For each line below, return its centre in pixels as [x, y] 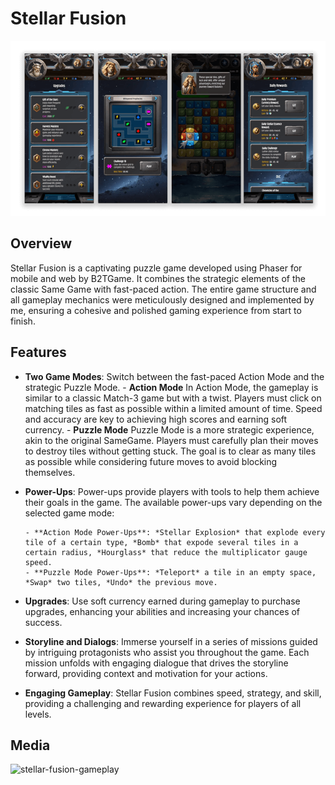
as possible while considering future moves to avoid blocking [151, 461]
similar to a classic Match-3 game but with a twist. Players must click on [173, 398]
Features [38, 352]
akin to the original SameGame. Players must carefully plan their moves [171, 440]
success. [43, 622]
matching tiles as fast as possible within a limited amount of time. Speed [173, 408]
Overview [41, 243]
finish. [23, 321]
